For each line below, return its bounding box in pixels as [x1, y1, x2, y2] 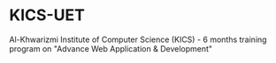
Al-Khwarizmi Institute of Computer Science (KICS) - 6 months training [9, 34, 267, 45]
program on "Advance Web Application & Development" [9, 43, 213, 53]
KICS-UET [9, 5, 86, 25]
